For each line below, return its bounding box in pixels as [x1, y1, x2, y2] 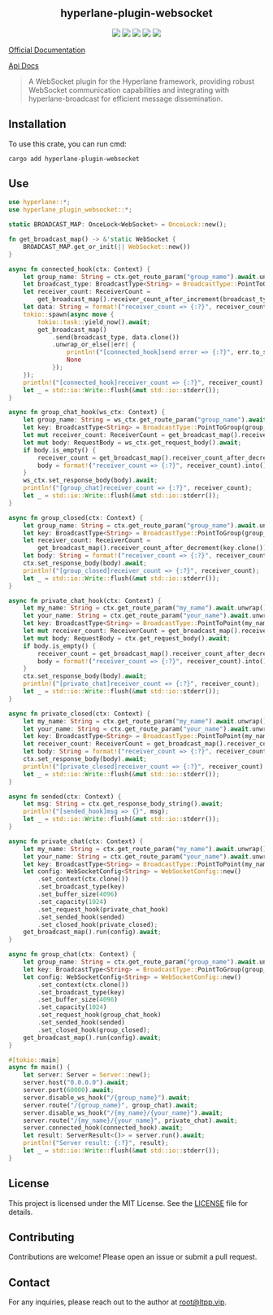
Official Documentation [8, 45, 86, 55]
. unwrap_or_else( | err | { [51, 341, 136, 349]
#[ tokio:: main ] [8, 1055, 60, 1064]
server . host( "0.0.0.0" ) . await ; [23, 1078, 129, 1087]
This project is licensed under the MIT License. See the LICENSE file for [8, 1198, 249, 1208]
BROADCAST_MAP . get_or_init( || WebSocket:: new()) [23, 242, 191, 251]
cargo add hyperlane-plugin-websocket [8, 155, 140, 163]
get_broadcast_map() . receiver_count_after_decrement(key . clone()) [37, 544, 267, 553]
